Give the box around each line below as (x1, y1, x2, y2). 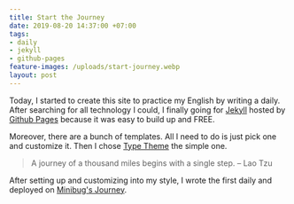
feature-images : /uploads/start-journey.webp (9, 63, 180, 72)
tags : (9, 29, 29, 38)
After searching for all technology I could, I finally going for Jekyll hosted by (9, 104, 286, 115)
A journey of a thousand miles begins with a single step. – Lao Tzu (30, 157, 273, 169)
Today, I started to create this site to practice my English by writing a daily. (9, 95, 281, 106)
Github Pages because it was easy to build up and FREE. (9, 114, 215, 124)
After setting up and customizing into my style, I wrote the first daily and (9, 175, 273, 185)
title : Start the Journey (9, 12, 104, 22)
